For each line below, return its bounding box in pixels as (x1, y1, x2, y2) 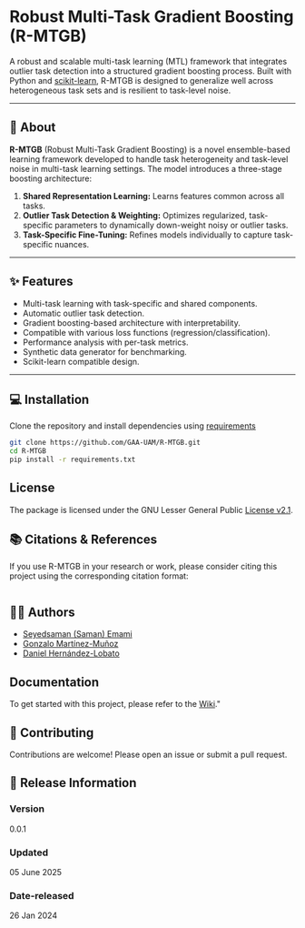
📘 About (9, 120, 56, 136)
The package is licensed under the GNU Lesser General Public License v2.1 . (9, 504, 293, 515)
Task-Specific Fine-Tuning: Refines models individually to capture (22, 229, 272, 240)
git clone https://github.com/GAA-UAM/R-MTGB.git (9, 439, 202, 448)
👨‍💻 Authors (9, 605, 75, 620)
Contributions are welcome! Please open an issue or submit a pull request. (9, 749, 288, 761)
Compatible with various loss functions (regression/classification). (22, 327, 271, 338)
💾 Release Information (9, 775, 137, 791)
